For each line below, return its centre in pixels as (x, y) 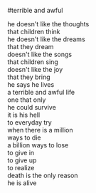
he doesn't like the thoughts (48, 24)
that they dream (31, 47)
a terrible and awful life (41, 92)
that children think (34, 32)
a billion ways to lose (38, 145)
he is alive (22, 183)
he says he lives (31, 84)
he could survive (32, 107)
